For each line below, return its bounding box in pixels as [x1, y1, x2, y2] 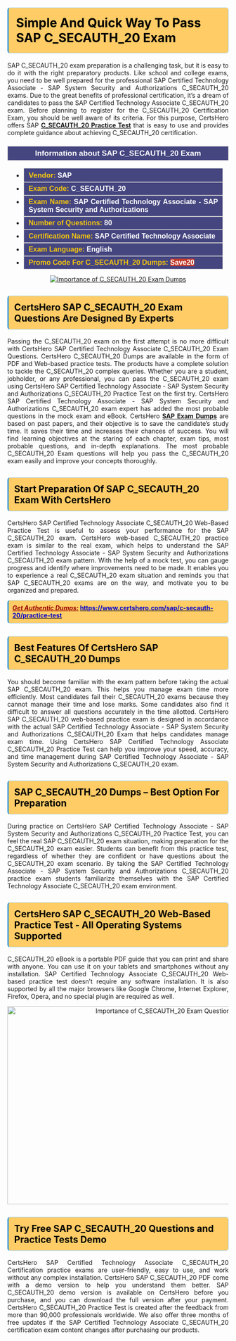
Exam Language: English [28, 245, 112, 253]
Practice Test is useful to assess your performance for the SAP [7, 526, 229, 534]
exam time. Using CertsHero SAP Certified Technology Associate [7, 737, 229, 745]
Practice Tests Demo [13, 1233, 107, 1245]
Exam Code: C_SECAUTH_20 [28, 184, 126, 193]
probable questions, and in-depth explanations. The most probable [7, 441, 229, 450]
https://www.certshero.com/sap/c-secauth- [79, 604, 214, 612]
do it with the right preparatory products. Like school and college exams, [7, 68, 229, 77]
